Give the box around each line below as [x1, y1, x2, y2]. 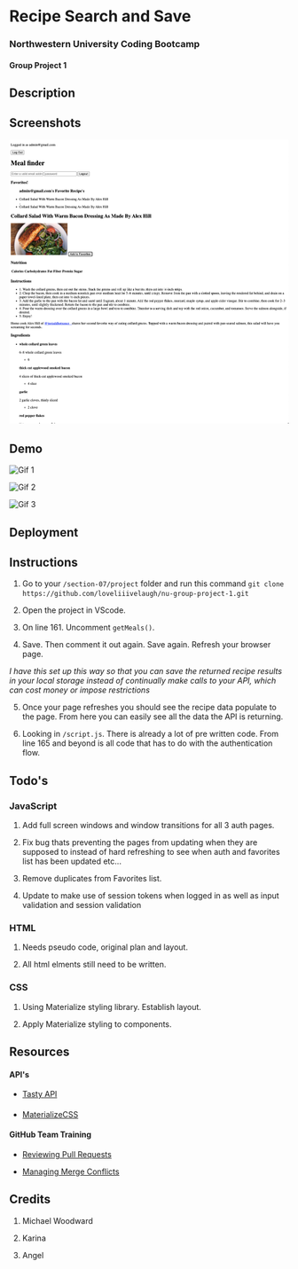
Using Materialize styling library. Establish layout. [21, 1001, 202, 1012]
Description [9, 86, 75, 101]
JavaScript [9, 800, 58, 812]
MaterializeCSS [21, 1108, 79, 1119]
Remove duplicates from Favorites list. [21, 873, 162, 884]
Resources [9, 1045, 70, 1060]
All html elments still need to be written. [21, 960, 167, 970]
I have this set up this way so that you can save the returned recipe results [9, 666, 282, 677]
